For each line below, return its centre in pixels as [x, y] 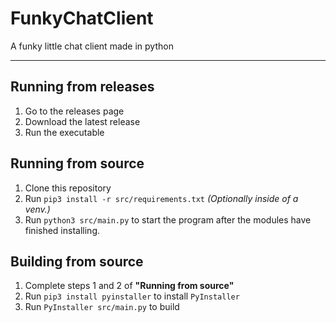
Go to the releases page [74, 111]
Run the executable [64, 132]
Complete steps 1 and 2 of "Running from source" [129, 286]
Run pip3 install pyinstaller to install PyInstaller [132, 296]
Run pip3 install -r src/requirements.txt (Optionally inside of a [161, 198]
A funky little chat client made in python [92, 46]
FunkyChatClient [82, 18]
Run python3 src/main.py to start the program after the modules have [168, 219]
